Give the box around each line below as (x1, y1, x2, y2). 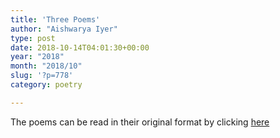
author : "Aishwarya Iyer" (10, 24, 118, 34)
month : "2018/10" (10, 61, 83, 71)
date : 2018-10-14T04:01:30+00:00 (10, 42, 150, 53)
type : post (10, 33, 56, 43)
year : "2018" (10, 52, 65, 62)
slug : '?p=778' (10, 71, 74, 81)
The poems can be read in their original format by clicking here (10, 116, 270, 128)
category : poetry (10, 80, 83, 90)
